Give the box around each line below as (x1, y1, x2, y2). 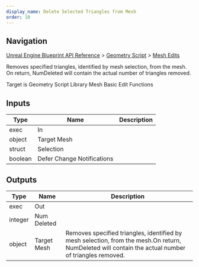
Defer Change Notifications (37, 155, 114, 163)
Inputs (6, 98, 31, 108)
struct (9, 145, 25, 153)
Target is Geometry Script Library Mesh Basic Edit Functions (6, 81, 153, 88)
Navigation (6, 36, 47, 46)
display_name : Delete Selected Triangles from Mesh (6, 8, 136, 15)
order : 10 (6, 14, 31, 20)
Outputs (6, 175, 37, 185)
